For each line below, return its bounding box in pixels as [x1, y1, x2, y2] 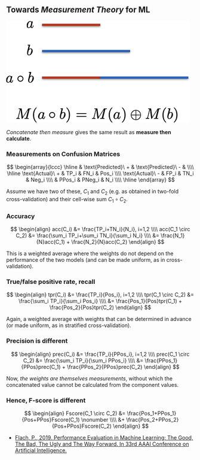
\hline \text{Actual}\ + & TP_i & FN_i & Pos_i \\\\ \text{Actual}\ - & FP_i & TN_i [7, 170, 194, 177]
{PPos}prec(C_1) [20, 363, 61, 370]
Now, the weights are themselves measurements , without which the [6, 374, 173, 382]
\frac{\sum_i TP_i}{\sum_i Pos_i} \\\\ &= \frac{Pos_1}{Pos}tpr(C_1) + [18, 298, 183, 305]
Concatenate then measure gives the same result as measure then [6, 128, 171, 135]
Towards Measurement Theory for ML [6, 5, 150, 15]
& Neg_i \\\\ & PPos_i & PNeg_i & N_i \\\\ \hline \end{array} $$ [26, 176, 175, 183]
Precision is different [6, 337, 68, 345]
